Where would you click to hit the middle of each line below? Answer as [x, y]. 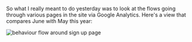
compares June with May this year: [49, 21]
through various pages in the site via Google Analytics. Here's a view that [96, 15]
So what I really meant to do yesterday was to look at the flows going [91, 9]
